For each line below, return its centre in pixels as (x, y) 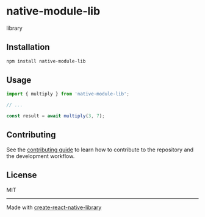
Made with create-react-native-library (54, 207)
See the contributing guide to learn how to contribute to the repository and (100, 150)
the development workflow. (41, 156)
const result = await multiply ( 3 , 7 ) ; (56, 116)
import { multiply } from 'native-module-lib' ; (68, 94)
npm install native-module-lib (46, 61)
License (22, 175)
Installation (28, 47)
